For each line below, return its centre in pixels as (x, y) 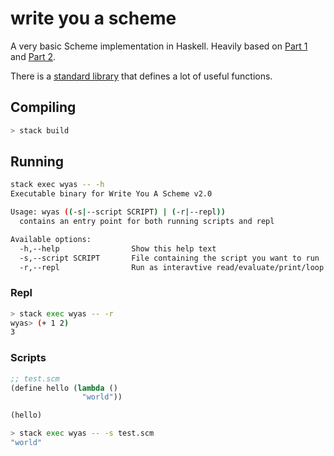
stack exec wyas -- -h (57, 185)
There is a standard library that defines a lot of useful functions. (141, 76)
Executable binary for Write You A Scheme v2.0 (111, 194)
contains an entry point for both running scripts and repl (147, 222)
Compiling (43, 107)
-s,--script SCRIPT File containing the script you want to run (169, 258)
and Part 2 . (33, 56)
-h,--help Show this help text (118, 248)
